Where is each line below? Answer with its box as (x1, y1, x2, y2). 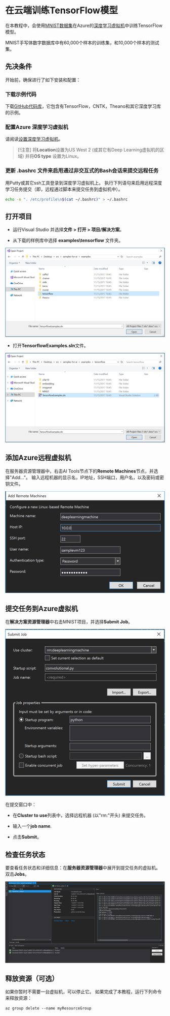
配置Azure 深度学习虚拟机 (5, 123, 68, 130)
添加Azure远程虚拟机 (5, 454, 72, 462)
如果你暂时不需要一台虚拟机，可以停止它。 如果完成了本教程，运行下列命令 (5, 989, 162, 995)
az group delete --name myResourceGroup (5, 1006, 92, 1011)
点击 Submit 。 (12, 834, 42, 840)
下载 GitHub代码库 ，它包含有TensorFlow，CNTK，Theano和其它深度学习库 (5, 103, 161, 109)
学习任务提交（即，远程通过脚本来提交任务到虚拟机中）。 (5, 186, 123, 192)
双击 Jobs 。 (5, 871, 29, 877)
